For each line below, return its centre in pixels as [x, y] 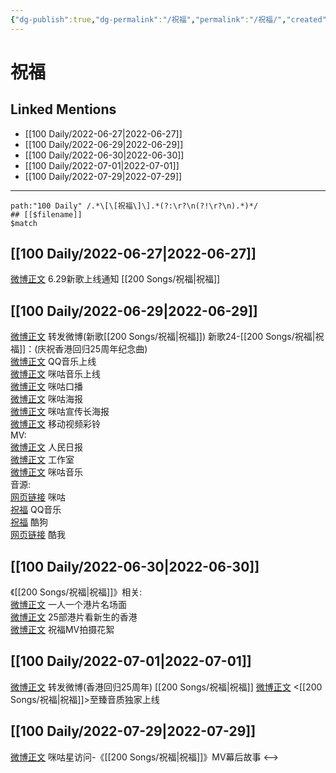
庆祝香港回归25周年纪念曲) [92, 349]
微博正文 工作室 [42, 460]
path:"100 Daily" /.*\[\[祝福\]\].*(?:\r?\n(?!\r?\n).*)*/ [134, 206]
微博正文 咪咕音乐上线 [55, 374]
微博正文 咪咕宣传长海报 [60, 412]
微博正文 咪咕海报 [46, 399]
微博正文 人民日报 [46, 447]
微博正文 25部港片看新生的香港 [74, 617]
